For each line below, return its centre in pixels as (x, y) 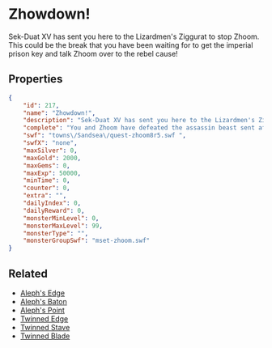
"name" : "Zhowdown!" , (59, 113)
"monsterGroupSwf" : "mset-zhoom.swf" (87, 241)
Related (28, 273)
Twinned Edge (44, 318)
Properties (36, 79)
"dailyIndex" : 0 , (52, 203)
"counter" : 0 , (47, 188)
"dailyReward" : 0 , (54, 210)
